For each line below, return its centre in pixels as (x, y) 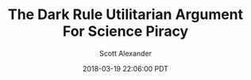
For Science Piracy (125, 31)
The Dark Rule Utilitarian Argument (125, 15)
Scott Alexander (125, 53)
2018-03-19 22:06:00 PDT (125, 68)
